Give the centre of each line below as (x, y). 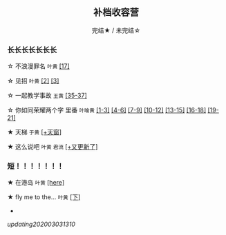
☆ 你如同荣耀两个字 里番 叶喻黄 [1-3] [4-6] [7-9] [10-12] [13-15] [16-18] (107, 110)
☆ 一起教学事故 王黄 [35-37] (47, 96)
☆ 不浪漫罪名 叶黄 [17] (39, 66)
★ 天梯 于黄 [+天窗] (35, 132)
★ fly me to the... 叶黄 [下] (44, 197)
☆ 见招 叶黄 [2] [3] (33, 81)
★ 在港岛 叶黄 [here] (36, 183)
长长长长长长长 (32, 50)
